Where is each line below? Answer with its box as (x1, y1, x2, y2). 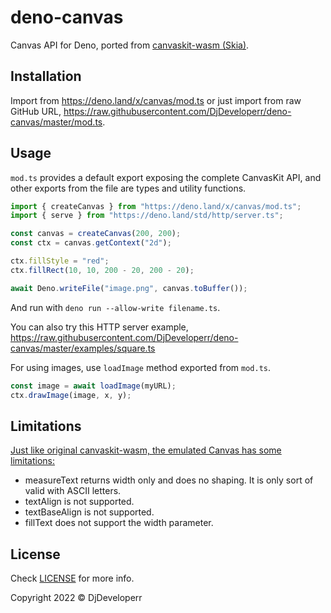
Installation (10, 68, 82, 85)
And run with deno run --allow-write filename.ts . (10, 301, 221, 313)
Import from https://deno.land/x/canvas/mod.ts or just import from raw (10, 94, 302, 106)
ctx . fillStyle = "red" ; (10, 256, 110, 266)
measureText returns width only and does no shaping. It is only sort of (24, 474, 314, 486)
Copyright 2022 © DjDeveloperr (10, 592, 143, 604)
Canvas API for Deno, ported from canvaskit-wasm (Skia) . (10, 39, 250, 51)
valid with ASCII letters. (24, 485, 122, 497)
